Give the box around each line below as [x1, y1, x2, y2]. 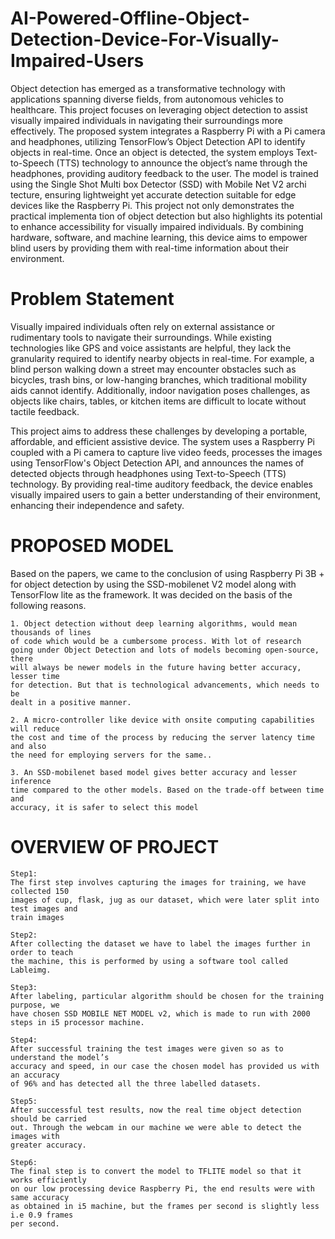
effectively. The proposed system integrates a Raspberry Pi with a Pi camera [10, 125, 326, 137]
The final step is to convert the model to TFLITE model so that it [10, 1166, 302, 1176]
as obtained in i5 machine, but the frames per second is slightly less [10, 1201, 320, 1211]
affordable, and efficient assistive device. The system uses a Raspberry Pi [10, 435, 315, 447]
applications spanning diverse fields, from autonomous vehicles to [10, 93, 284, 105]
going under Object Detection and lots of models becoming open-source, [10, 645, 320, 655]
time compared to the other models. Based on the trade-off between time [10, 785, 325, 795]
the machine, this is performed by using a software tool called [10, 956, 288, 966]
